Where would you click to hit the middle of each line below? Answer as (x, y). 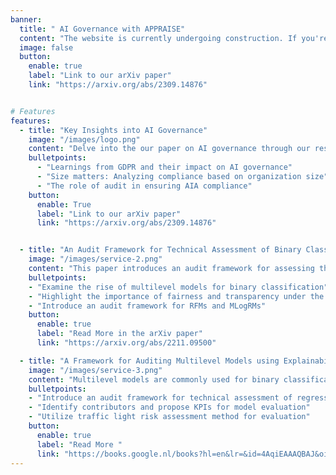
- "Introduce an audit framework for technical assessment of (160, 398)
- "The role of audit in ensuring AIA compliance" (144, 186)
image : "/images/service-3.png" (95, 370)
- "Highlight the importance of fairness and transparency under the (176, 296)
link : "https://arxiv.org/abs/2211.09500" (126, 343)
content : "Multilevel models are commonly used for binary (154, 379)
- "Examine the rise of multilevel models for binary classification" (178, 287)
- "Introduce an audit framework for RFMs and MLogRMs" (147, 306)
